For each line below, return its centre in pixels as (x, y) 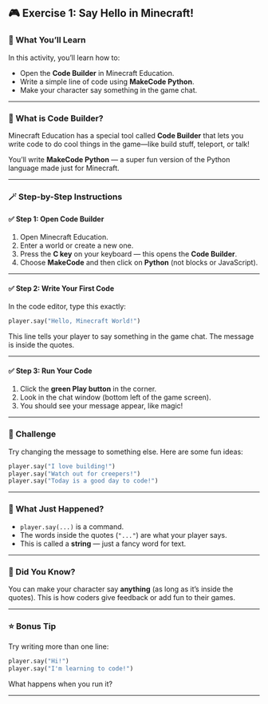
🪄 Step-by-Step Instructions (65, 197)
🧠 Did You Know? (42, 571)
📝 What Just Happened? (56, 509)
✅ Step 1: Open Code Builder (56, 219)
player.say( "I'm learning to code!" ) (71, 669)
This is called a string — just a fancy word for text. (103, 543)
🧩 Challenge (32, 434)
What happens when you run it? (61, 684)
